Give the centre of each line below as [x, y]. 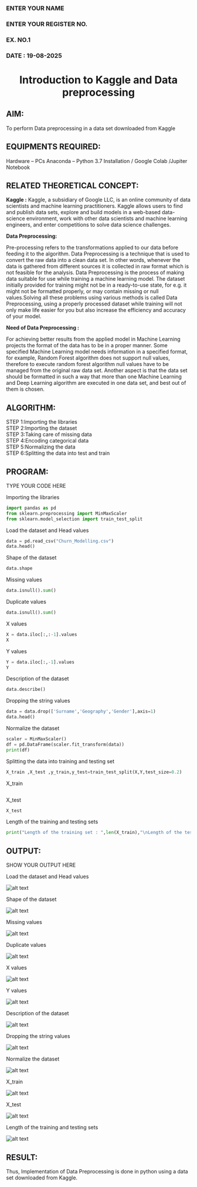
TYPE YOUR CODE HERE [36, 486]
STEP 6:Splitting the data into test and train [58, 453]
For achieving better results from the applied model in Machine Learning [93, 339]
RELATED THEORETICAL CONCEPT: [72, 186]
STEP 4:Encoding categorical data [47, 441]
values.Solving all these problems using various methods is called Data [92, 298]
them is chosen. [26, 389]
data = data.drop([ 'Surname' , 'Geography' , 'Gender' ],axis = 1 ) [81, 711]
